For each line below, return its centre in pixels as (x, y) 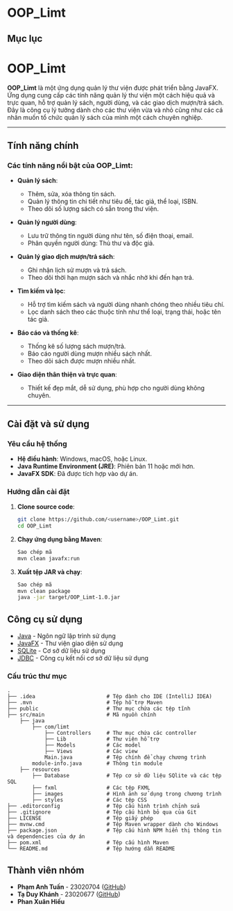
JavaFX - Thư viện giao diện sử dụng (70, 643)
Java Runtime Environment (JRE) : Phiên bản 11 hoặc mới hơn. (106, 466)
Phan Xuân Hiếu (41, 902)
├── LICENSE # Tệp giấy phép (80, 818)
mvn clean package (44, 591)
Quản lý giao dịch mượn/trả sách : (66, 257)
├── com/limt (51, 727)
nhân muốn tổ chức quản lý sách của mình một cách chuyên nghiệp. (105, 117)
